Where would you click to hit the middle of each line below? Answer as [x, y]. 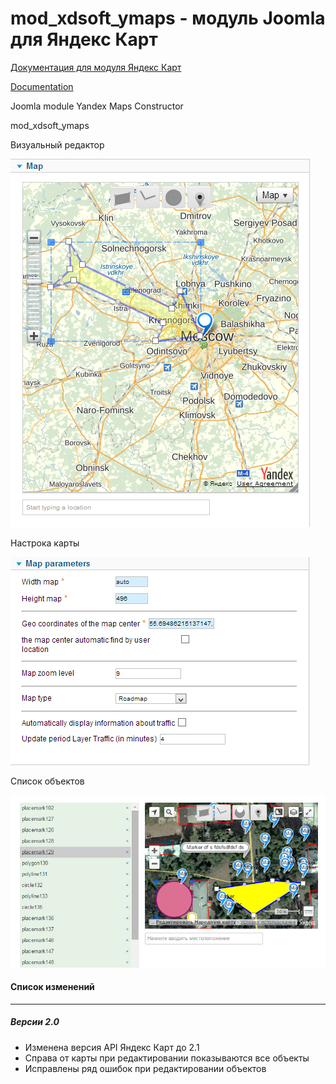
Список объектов [47, 781]
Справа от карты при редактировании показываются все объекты [167, 1058]
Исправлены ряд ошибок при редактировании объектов [145, 1068]
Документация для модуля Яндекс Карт [96, 67]
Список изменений [52, 987]
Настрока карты [45, 543]
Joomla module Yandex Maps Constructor [97, 106]
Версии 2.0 [35, 1022]
